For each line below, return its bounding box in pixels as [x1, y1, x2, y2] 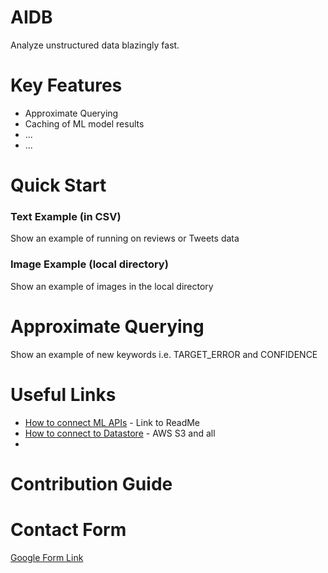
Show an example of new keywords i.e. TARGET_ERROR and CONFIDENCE [10, 348, 318, 360]
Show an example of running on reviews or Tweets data [10, 232, 240, 245]
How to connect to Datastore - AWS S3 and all [24, 427, 216, 439]
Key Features [10, 74, 123, 97]
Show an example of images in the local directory [10, 280, 214, 292]
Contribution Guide [10, 472, 173, 495]
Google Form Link [10, 551, 84, 563]
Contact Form [10, 518, 127, 541]
